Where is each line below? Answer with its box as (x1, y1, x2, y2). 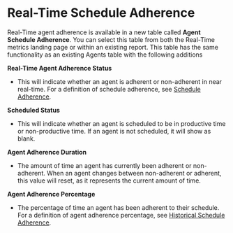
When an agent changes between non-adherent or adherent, (46, 169, 222, 177)
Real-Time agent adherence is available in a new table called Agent (7, 28, 201, 36)
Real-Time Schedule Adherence (7, 5, 195, 21)
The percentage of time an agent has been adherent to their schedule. (17, 203, 220, 211)
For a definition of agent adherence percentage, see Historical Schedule (17, 211, 225, 219)
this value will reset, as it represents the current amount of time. (17, 176, 201, 185)
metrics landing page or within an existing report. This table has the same (7, 43, 218, 51)
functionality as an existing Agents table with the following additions (7, 50, 203, 59)
